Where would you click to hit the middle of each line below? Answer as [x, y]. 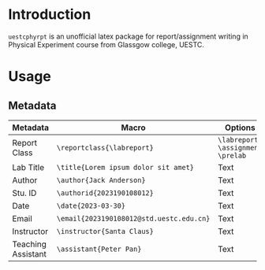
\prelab [232, 155]
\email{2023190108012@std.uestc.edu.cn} [133, 218]
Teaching [30, 244]
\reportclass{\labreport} [105, 148]
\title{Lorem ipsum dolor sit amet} [125, 167]
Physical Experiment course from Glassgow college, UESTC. [106, 44]
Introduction [50, 15]
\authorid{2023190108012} [105, 193]
